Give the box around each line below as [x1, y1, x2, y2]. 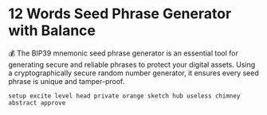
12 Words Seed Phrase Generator [8, 5, 232, 23]
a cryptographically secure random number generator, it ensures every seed [8, 68, 259, 78]
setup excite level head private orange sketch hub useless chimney [8, 92, 241, 100]
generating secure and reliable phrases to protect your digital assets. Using [8, 59, 256, 69]
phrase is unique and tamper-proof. [8, 76, 125, 86]
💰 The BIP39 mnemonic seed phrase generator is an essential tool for [8, 48, 239, 58]
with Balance [8, 21, 96, 40]
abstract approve [8, 98, 66, 107]
